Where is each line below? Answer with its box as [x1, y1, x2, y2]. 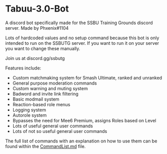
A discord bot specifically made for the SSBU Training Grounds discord [5, 20, 153, 26]
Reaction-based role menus [12, 101, 71, 107]
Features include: [5, 65, 41, 71]
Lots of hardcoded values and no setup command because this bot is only [5, 35, 159, 41]
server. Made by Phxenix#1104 [5, 25, 69, 31]
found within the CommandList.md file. [5, 143, 86, 149]
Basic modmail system [12, 96, 60, 102]
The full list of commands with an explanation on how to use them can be [5, 138, 157, 144]
